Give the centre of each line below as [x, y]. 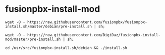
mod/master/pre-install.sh [33, 39]
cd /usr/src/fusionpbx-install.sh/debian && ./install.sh [66, 48]
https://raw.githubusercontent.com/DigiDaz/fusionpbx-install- [94, 35]
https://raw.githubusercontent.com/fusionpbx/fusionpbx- [87, 22]
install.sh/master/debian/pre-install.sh [49, 26]
